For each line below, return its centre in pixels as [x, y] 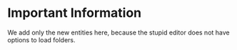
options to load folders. [41, 39]
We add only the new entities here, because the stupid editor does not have [118, 32]
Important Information [75, 13]
